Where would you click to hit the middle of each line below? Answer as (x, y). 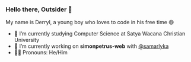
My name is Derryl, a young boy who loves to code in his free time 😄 (90, 22)
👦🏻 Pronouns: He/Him (41, 53)
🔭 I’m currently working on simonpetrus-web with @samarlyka (91, 46)
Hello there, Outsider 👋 (39, 9)
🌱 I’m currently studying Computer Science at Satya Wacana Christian (100, 34)
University (27, 40)
